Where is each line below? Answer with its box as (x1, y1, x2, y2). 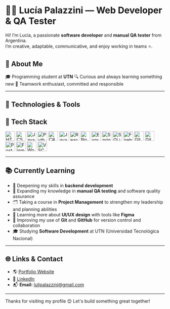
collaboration (12, 222, 40, 228)
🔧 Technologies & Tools (5, 100, 80, 109)
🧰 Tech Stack (5, 118, 48, 126)
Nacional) (12, 235, 33, 241)
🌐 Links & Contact (5, 255, 63, 263)
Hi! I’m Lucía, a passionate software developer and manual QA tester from (5, 32, 162, 38)
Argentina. (5, 37, 27, 44)
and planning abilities (12, 206, 57, 212)
